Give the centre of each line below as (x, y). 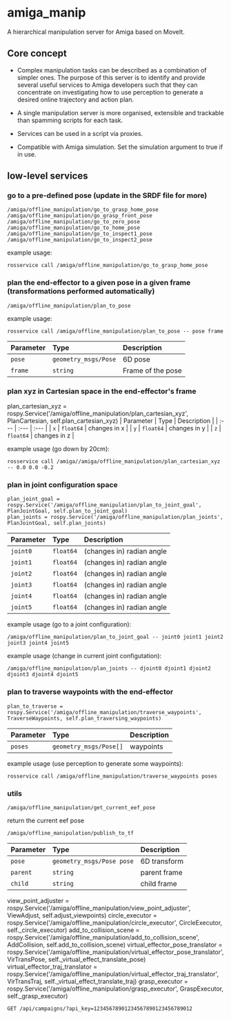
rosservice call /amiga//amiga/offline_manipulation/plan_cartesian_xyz (114, 462)
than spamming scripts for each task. (70, 120)
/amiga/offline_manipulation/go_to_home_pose (73, 228)
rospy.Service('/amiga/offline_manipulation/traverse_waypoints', (104, 712)
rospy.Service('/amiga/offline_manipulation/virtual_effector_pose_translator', (115, 952)
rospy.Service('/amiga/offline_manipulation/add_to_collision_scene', (103, 937)
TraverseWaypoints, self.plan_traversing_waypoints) (84, 718)
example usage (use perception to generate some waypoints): (96, 763)
